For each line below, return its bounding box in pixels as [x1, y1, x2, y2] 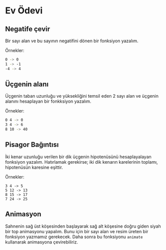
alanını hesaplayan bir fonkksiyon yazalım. [5, 98, 91, 104]
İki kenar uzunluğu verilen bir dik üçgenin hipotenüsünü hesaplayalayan [5, 154, 152, 160]
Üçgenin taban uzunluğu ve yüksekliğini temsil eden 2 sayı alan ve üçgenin [5, 93, 159, 99]
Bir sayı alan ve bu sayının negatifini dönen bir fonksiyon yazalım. [5, 38, 139, 44]
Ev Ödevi [5, 5, 43, 16]
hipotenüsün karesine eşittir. [5, 164, 63, 170]
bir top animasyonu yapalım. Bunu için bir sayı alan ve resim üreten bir [5, 228, 149, 234]
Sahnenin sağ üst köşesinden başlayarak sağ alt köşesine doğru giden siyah [5, 223, 162, 229]
